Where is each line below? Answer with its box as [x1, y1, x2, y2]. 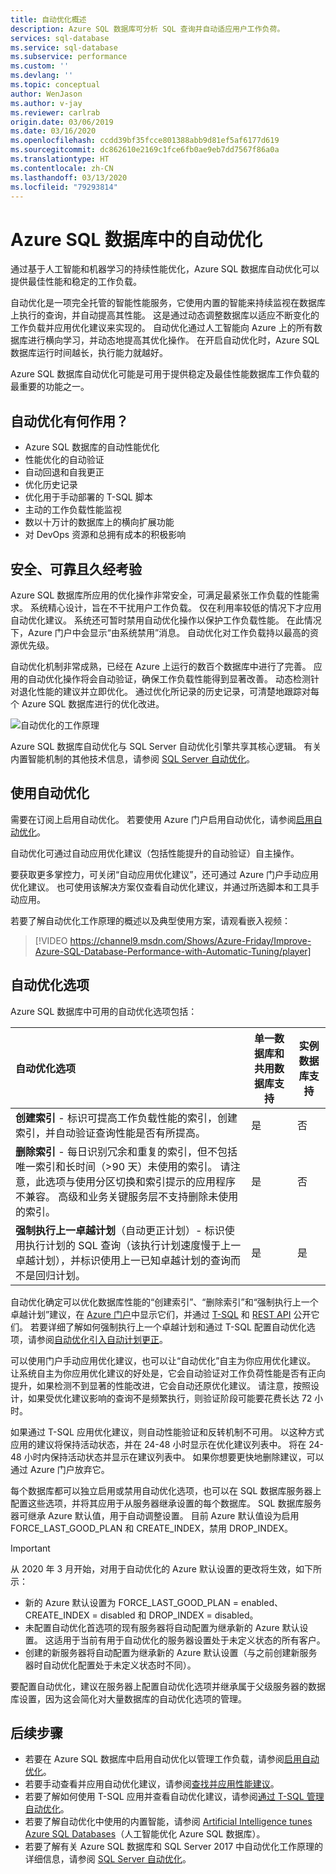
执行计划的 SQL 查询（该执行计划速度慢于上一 [25, 1238, 242, 1252]
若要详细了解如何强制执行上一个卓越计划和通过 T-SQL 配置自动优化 [29, 1321, 307, 1333]
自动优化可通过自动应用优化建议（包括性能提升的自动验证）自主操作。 [10, 847, 300, 859]
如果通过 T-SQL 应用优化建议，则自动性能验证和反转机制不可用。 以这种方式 [10, 1426, 325, 1438]
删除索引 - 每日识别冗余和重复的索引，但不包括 [15, 1144, 238, 1158]
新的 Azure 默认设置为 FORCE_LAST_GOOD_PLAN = [24, 1596, 240, 1608]
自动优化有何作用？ [10, 412, 129, 430]
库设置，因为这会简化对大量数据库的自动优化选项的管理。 [10, 1692, 247, 1705]
